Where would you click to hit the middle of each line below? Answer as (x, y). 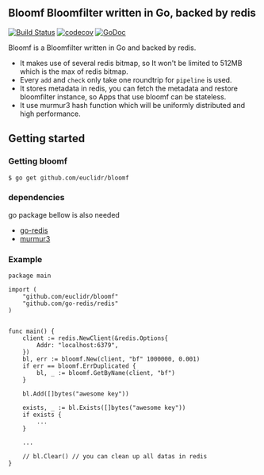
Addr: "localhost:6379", (78, 346)
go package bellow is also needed (64, 214)
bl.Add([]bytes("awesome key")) (76, 394)
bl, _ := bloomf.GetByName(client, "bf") (106, 373)
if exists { (42, 415)
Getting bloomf (38, 161)
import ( (23, 290)
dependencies (36, 198)
